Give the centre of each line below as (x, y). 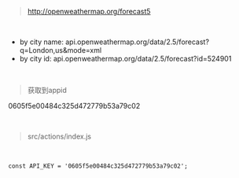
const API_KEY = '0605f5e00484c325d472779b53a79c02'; (98, 166)
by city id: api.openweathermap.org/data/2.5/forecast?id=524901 (125, 59)
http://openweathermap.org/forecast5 (89, 11)
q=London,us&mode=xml (61, 50)
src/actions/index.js (59, 136)
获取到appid (47, 90)
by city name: (42, 42)
